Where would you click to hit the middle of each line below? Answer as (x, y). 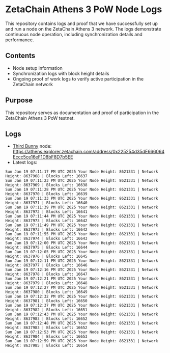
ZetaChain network (33, 84)
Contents (20, 56)
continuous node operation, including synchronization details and (74, 34)
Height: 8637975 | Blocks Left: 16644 (46, 248)
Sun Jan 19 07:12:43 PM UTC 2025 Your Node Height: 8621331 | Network (82, 314)
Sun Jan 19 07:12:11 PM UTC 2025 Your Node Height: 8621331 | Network (82, 261)
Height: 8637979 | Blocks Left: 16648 (46, 283)
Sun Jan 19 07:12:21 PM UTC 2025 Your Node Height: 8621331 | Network (82, 279)
